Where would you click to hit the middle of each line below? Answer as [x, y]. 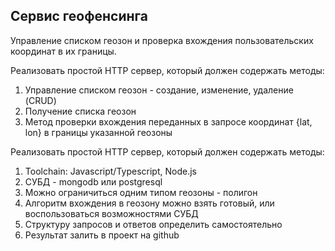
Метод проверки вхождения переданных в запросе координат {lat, [168, 121]
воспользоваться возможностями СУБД [111, 213]
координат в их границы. [63, 51]
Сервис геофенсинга [79, 16]
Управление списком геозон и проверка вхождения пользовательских [162, 40]
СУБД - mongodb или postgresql [93, 181]
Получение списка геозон [80, 111]
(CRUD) [40, 100]
